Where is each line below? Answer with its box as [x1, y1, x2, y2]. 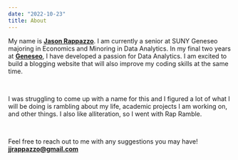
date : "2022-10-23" [8, 10, 66, 18]
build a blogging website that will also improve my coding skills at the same [8, 59, 229, 68]
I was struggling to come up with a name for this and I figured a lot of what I [8, 94, 230, 103]
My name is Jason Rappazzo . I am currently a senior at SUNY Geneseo [8, 36, 218, 45]
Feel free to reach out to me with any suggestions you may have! [8, 137, 198, 146]
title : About [8, 17, 47, 24]
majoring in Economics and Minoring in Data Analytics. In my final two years [8, 44, 231, 53]
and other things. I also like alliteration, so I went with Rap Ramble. [8, 110, 202, 118]
